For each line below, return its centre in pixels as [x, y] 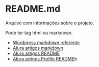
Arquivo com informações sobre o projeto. [50, 23]
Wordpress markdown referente [46, 42]
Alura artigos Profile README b [45, 58]
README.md [33, 9]
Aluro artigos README [36, 53]
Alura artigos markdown [38, 48]
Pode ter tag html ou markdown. [39, 32]
